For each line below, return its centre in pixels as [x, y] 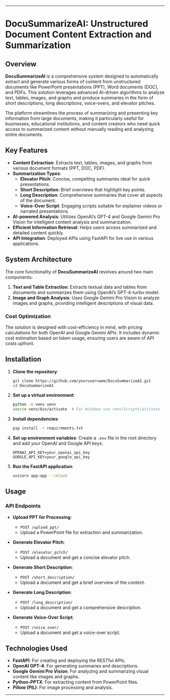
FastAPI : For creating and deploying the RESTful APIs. [69, 660]
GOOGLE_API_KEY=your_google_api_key [51, 457]
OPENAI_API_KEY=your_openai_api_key [51, 453]
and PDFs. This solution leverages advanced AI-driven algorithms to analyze [85, 92]
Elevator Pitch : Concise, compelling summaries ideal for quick [85, 179]
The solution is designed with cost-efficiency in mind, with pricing [74, 327]
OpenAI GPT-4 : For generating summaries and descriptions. [76, 666]
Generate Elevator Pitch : [39, 542]
